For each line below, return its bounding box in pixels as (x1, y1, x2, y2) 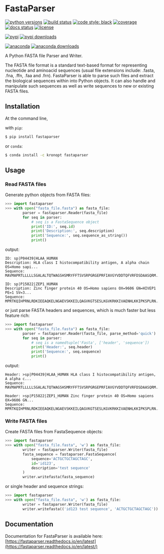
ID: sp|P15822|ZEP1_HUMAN (5, 282, 58, 287)
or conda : (5, 143, 23, 149)
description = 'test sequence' (31, 465, 91, 470)
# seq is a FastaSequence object (31, 220, 99, 224)
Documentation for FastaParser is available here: (5, 533, 103, 539)
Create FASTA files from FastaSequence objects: (5, 429, 103, 435)
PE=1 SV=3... (5, 290, 32, 295)
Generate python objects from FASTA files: (5, 192, 91, 198)
